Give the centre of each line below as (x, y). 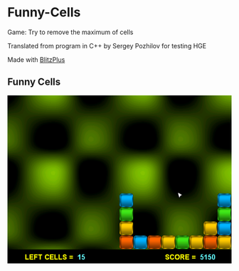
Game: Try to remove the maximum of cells (70, 32)
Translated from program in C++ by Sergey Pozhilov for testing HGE (107, 46)
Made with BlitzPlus (36, 59)
